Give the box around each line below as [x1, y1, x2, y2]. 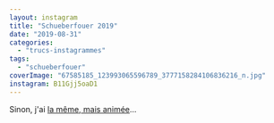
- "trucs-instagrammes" [17, 46, 106, 55]
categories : [9, 37, 54, 47]
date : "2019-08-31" [9, 29, 82, 38]
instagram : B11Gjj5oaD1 [9, 79, 98, 88]
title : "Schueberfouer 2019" [9, 21, 118, 30]
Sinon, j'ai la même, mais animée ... [9, 103, 137, 114]
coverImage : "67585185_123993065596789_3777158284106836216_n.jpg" [9, 71, 267, 80]
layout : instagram [9, 12, 78, 22]
